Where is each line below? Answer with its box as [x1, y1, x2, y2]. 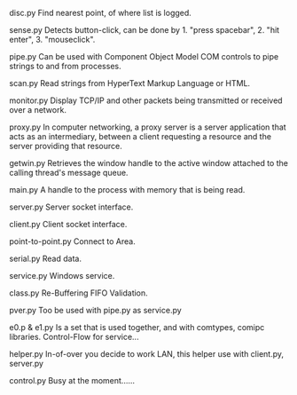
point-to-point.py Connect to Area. [9, 236, 136, 247]
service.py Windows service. [9, 271, 115, 280]
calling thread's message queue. [9, 168, 129, 178]
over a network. [9, 105, 66, 115]
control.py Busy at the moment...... [9, 375, 136, 385]
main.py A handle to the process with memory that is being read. [9, 185, 246, 194]
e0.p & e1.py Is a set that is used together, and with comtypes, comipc [9, 322, 265, 332]
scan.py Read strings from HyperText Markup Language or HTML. [9, 78, 251, 88]
